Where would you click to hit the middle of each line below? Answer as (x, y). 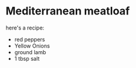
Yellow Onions (32, 46)
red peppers (30, 39)
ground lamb (30, 52)
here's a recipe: (25, 28)
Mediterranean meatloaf (68, 11)
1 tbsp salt (27, 58)
